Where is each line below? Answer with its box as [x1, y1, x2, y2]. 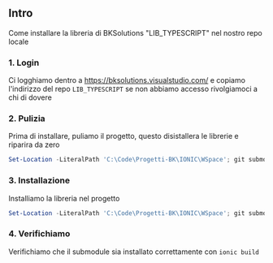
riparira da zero [8, 140, 60, 149]
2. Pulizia [8, 113, 46, 124]
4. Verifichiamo [8, 228, 71, 239]
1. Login [8, 57, 40, 68]
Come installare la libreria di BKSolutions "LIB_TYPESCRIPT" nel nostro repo [8, 28, 262, 37]
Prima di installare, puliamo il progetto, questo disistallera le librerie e [8, 131, 239, 141]
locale [8, 37, 29, 46]
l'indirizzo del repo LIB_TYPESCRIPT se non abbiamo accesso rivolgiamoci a [8, 84, 258, 94]
